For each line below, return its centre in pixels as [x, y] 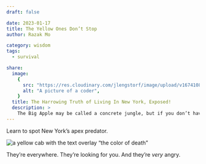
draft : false [23, 12]
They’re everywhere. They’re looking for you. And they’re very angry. [93, 154]
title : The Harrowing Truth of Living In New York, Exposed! [92, 102]
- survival [26, 57]
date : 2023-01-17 [29, 23]
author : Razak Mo [29, 34]
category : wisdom [29, 46]
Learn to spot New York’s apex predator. [57, 131]
